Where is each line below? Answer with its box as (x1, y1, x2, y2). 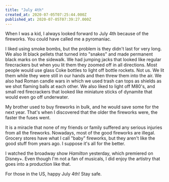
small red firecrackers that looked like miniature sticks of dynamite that (5, 89, 152, 95)
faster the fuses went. (5, 115, 51, 121)
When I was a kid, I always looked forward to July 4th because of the (5, 31, 149, 37)
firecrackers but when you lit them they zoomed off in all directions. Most (5, 62, 157, 68)
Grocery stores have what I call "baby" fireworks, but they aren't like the (5, 135, 155, 142)
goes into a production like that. (5, 161, 71, 167)
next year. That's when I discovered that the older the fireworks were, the (5, 109, 158, 115)
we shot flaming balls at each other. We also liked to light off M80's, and (5, 83, 155, 89)
